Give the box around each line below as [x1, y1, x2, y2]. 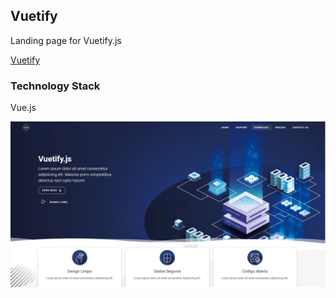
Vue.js [10, 102, 37, 114]
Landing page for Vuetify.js [10, 34, 122, 46]
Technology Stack [10, 79, 101, 93]
